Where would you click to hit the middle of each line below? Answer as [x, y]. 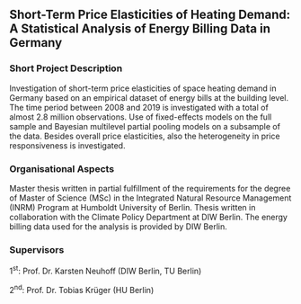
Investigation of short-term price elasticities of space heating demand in [143, 88]
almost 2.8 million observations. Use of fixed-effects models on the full [141, 117]
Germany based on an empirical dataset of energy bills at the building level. [149, 97]
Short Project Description [66, 68]
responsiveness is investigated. [67, 145]
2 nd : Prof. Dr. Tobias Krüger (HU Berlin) [82, 289]
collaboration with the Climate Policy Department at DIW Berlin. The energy [148, 217]
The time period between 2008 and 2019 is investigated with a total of [139, 107]
